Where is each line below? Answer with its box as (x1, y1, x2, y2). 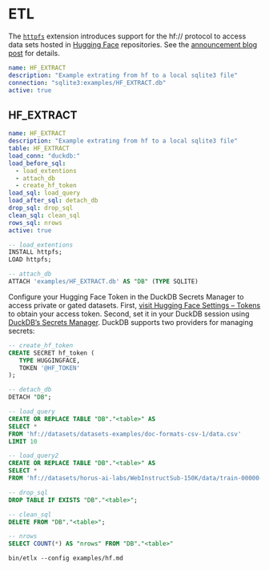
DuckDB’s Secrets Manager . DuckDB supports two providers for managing (8, 317, 254, 327)
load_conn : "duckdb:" (8, 151, 81, 160)
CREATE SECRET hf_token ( (8, 349, 94, 357)
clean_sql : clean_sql (8, 211, 81, 219)
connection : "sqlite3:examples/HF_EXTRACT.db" (8, 78, 167, 86)
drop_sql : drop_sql (8, 204, 74, 212)
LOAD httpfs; (8, 255, 52, 264)
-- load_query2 (8, 452, 59, 460)
